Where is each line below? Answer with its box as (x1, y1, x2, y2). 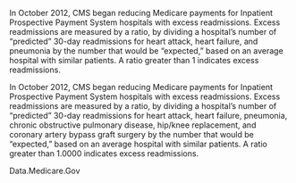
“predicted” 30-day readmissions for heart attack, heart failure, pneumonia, (9, 111, 288, 121)
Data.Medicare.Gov (9, 165, 80, 176)
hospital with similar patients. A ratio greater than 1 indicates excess (9, 55, 259, 65)
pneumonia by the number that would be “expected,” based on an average (9, 46, 283, 56)
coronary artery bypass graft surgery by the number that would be (9, 129, 255, 139)
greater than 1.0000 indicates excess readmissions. (9, 148, 199, 159)
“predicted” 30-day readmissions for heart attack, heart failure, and (9, 36, 258, 46)
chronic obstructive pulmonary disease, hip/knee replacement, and (9, 120, 257, 130)
